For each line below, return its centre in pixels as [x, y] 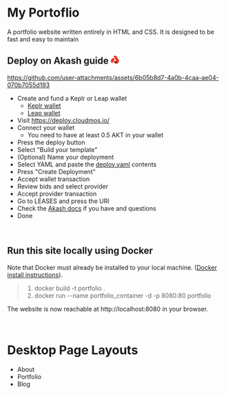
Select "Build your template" [57, 149]
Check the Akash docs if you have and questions [86, 208]
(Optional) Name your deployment [65, 157]
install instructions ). [35, 275]
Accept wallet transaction [53, 179]
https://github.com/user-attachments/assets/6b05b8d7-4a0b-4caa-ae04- [113, 77]
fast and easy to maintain [43, 39]
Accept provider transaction [57, 193]
